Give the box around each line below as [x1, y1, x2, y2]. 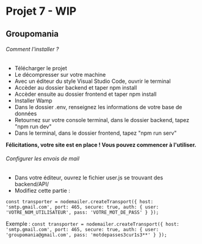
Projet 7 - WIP [5, 4, 77, 18]
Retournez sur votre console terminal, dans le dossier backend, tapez [14, 116, 190, 123]
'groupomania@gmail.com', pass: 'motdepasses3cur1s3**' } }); [5, 232, 167, 238]
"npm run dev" [14, 123, 52, 130]
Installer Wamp [14, 96, 52, 104]
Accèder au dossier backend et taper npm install [14, 84, 137, 91]
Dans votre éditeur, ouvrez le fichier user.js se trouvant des [14, 174, 164, 181]
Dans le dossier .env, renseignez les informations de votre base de [14, 103, 182, 110]
